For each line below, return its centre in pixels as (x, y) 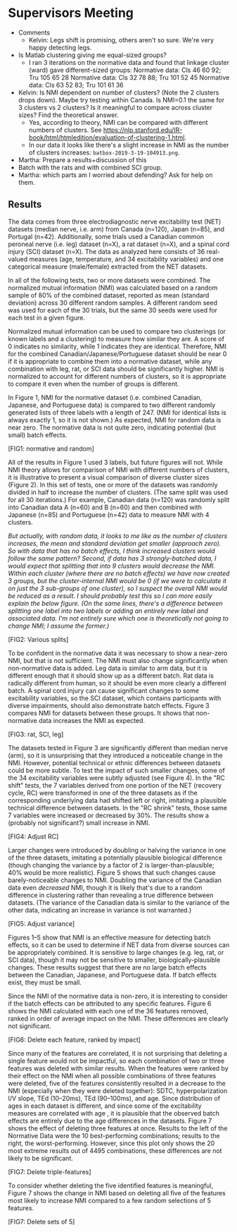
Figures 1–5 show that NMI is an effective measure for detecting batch (109, 937)
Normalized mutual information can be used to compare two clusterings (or (117, 331)
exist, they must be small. (45, 982)
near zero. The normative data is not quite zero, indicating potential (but (112, 427)
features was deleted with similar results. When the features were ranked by (118, 1068)
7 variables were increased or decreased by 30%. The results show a (109, 815)
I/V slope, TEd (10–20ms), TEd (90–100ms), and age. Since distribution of (114, 1098)
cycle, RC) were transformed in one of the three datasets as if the (103, 793)
